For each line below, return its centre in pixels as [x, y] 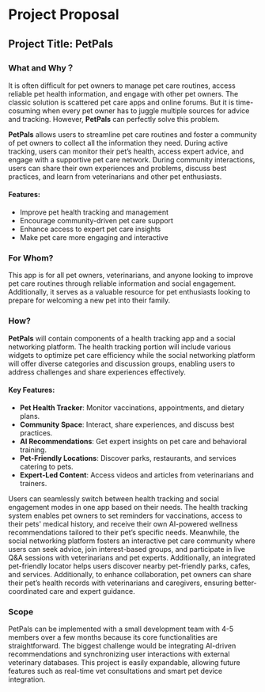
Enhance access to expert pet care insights [90, 229]
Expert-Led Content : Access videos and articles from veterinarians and [137, 475]
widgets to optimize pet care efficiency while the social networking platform [132, 355]
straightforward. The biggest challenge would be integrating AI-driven [122, 646]
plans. [30, 416]
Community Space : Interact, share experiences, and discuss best [127, 424]
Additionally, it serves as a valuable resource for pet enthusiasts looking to [129, 292]
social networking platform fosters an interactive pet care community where [132, 541]
